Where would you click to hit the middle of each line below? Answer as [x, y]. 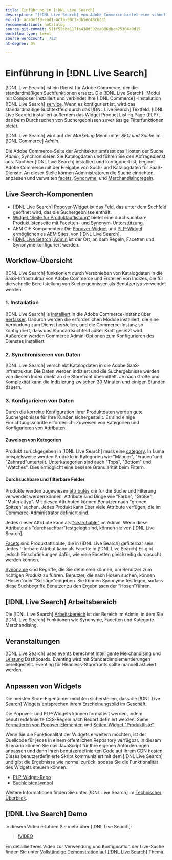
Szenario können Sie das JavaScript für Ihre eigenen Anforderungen [77, 746]
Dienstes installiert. [26, 341]
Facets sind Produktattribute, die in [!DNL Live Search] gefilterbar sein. [80, 543]
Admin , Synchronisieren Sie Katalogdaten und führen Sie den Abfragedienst [85, 156]
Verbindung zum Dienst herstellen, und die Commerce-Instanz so [74, 325]
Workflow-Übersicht [39, 261]
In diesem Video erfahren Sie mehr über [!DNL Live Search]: [69, 826]
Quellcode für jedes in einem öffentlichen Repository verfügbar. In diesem [83, 740]
